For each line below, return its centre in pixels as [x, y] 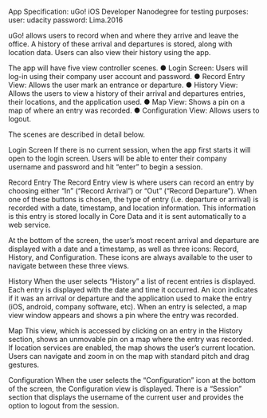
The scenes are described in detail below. [77, 134]
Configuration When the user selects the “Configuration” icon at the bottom [132, 380]
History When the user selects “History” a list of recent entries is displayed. [132, 281]
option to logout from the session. [64, 406]
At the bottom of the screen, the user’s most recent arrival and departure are [134, 240]
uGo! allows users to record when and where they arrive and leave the [124, 36]
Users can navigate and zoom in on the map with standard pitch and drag [129, 356]
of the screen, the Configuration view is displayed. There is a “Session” [125, 388]
